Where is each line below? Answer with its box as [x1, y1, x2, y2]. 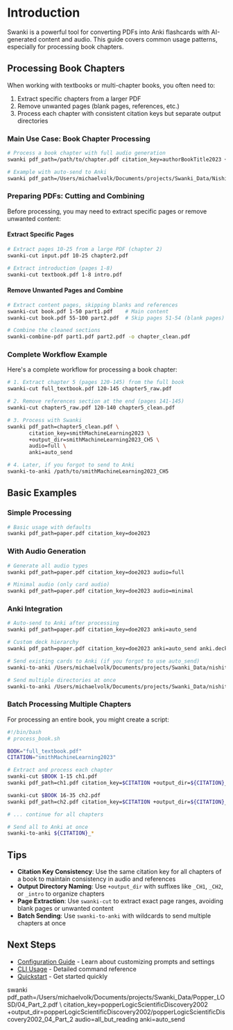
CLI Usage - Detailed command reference [17, 965, 137, 973]
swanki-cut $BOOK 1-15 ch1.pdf [7, 773, 98, 780]
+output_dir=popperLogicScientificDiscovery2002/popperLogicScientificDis [7, 1007, 225, 1016]
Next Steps [7, 939, 56, 951]
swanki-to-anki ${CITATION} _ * [7, 830, 95, 837]
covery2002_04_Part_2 [7, 1015, 74, 1023]
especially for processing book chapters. [7, 42, 124, 51]
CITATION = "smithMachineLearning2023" [7, 754, 116, 761]
